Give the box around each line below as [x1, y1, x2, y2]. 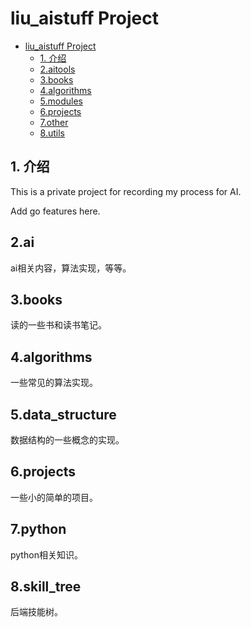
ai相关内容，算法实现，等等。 [10, 262, 132, 274]
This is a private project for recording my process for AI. [10, 185, 242, 197]
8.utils [39, 127, 66, 139]
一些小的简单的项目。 [10, 491, 98, 503]
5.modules [39, 95, 84, 107]
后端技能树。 [10, 606, 63, 618]
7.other [39, 116, 69, 128]
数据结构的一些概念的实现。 [10, 434, 125, 446]
